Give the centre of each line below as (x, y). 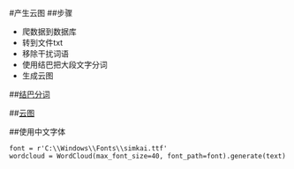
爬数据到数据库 (49, 32)
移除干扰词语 (45, 54)
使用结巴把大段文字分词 (64, 65)
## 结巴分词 (30, 94)
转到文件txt (42, 43)
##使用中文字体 (38, 132)
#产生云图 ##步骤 (41, 13)
